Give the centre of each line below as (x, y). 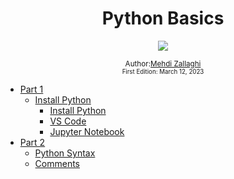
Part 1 (31, 89)
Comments (57, 163)
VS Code (68, 121)
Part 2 (32, 142)
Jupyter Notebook (87, 131)
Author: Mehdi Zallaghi (163, 63)
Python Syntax (65, 153)
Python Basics (163, 18)
